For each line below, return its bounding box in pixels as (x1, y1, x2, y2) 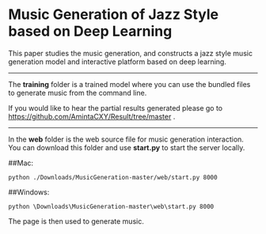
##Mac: (8, 158, 34, 168)
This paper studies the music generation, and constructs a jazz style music (8, 48, 253, 58)
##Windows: (8, 187, 50, 197)
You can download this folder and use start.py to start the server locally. (8, 142, 245, 152)
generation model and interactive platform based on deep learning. (8, 57, 227, 66)
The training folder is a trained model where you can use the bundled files (8, 79, 251, 89)
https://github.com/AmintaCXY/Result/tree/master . (8, 111, 176, 121)
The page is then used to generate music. (8, 216, 144, 226)
